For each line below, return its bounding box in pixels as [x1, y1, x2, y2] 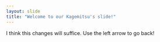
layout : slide [6, 8, 41, 14]
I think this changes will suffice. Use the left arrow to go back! [6, 29, 155, 36]
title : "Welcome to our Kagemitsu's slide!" [6, 14, 116, 20]
